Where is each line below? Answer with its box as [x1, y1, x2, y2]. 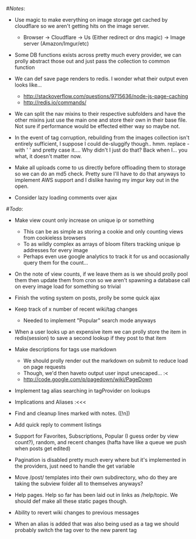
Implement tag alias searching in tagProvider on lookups [14, 387, 150, 394]
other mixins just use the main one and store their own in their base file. [14, 116, 187, 123]
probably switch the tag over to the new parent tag [14, 527, 137, 533]
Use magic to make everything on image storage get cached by [14, 16, 168, 23]
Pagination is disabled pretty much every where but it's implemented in [14, 456, 186, 463]
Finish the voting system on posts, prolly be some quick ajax [14, 294, 160, 301]
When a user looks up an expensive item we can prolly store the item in [14, 328, 187, 335]
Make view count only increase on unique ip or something [14, 217, 154, 224]
